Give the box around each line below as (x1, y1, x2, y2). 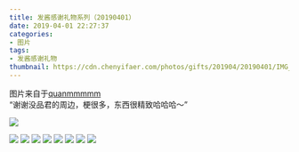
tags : (9, 46, 29, 55)
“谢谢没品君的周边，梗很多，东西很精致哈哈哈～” (9, 99, 189, 109)
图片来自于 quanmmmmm (9, 88, 101, 99)
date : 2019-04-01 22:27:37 (9, 21, 109, 30)
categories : (9, 29, 53, 38)
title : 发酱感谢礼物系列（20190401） (9, 12, 136, 22)
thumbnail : (9, 63, 50, 72)
